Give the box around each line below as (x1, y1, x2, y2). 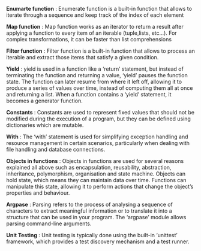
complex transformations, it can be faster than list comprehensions (6, 36, 172, 43)
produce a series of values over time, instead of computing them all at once (6, 84, 193, 92)
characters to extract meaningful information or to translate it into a (6, 207, 172, 214)
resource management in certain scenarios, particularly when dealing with (6, 140, 190, 146)
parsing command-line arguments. (6, 220, 92, 227)
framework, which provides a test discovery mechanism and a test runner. (6, 238, 190, 245)
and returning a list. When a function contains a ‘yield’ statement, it (6, 91, 172, 98)
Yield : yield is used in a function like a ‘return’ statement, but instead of (6, 65, 184, 72)
